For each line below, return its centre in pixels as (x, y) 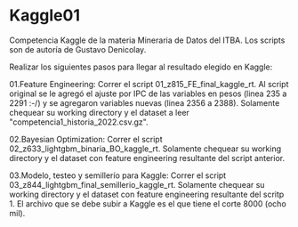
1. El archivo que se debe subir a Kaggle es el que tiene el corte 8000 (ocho (148, 203)
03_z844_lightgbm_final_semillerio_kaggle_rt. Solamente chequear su (137, 184)
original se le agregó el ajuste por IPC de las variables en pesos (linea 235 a (148, 93)
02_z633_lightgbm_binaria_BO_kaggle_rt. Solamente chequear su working (145, 149)
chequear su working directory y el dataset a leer (99, 112)
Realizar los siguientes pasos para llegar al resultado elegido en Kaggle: (141, 67)
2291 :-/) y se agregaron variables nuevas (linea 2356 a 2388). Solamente (145, 102)
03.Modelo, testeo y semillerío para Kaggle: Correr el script (118, 175)
